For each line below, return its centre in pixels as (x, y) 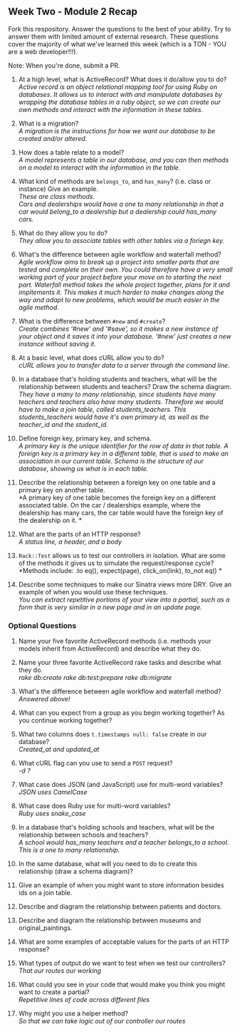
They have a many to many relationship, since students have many (117, 394)
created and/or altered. (53, 138)
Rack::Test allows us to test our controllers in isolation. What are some (122, 555)
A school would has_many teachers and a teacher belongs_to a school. (124, 842)
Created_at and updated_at (59, 749)
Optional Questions (42, 625)
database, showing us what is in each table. (83, 468)
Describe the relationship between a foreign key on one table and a (117, 482)
